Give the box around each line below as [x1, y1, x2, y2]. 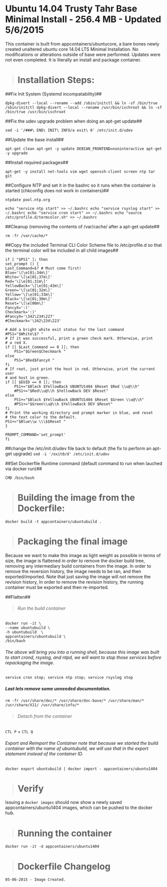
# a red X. [5, 340, 28, 345]
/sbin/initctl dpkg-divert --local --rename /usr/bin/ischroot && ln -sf [5, 105, 162, 110]
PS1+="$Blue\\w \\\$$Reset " [5, 419, 66, 424]
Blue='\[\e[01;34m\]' [5, 270, 50, 275]
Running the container [17, 827, 112, 839]
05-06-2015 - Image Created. [5, 877, 66, 882]
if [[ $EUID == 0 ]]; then [5, 379, 61, 384]
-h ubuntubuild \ [5, 629, 43, 635]
